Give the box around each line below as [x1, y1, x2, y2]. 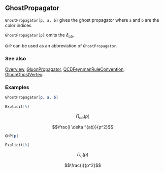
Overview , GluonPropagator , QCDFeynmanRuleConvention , [5, 66, 125, 72]
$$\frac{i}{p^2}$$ [64, 163, 101, 169]
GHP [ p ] [5, 133, 19, 138]
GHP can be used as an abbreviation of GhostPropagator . [5, 43, 118, 48]
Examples [5, 84, 30, 90]
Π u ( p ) [77, 152, 89, 159]
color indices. [5, 22, 33, 28]
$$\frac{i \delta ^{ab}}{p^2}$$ [52, 124, 114, 130]
